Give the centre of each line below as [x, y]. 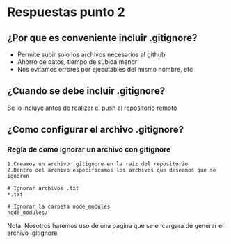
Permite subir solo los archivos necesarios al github [91, 54]
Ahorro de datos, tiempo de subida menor [77, 62]
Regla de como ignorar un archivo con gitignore [89, 149]
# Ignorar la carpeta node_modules [59, 206]
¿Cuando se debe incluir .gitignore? [86, 91]
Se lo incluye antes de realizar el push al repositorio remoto [92, 108]
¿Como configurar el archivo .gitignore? [96, 130]
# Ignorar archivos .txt [43, 188]
